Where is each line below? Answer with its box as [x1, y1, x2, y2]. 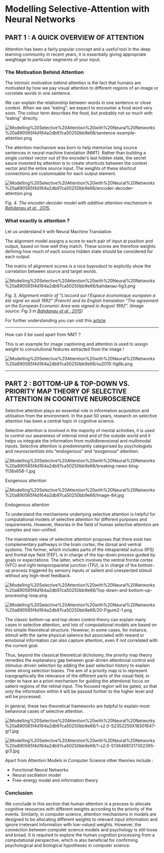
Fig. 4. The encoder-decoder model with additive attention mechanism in [5, 200, 152, 206]
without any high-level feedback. [5, 573, 71, 579]
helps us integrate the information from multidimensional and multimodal [5, 438, 151, 444]
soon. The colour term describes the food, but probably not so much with [5, 110, 153, 116]
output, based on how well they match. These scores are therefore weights [5, 243, 156, 249]
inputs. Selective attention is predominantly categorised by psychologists [5, 443, 152, 449]
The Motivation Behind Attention [5, 68, 84, 75]
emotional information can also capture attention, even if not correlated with [5, 637, 158, 643]
